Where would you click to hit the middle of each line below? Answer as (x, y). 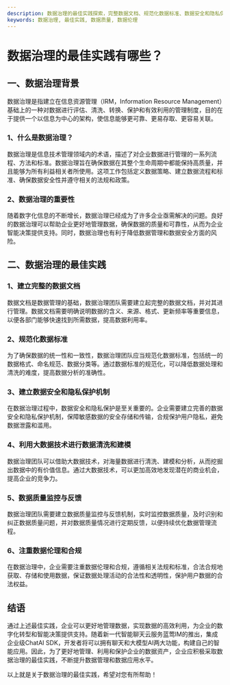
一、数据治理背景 (43, 83)
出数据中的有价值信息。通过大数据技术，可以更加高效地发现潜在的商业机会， (115, 469)
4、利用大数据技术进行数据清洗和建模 (69, 445)
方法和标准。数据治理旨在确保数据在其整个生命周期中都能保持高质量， (118, 163)
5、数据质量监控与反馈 (44, 498)
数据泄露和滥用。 (31, 426)
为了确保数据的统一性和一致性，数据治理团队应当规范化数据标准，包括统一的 (115, 356)
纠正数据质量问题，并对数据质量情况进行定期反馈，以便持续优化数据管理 (109, 522)
